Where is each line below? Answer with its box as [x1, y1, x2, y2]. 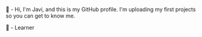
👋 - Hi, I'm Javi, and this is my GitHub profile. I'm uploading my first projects [5, 6, 196, 13]
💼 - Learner [5, 24, 35, 31]
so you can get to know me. [5, 12, 75, 19]
